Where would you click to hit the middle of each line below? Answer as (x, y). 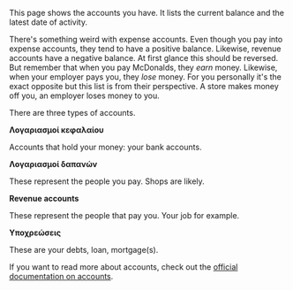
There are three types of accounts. (72, 113)
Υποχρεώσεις (35, 233)
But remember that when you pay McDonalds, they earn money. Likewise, (143, 67)
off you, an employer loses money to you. (85, 95)
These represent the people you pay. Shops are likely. (107, 181)
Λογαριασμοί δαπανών (53, 164)
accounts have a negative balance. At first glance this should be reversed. (144, 58)
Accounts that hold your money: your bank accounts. (105, 147)
